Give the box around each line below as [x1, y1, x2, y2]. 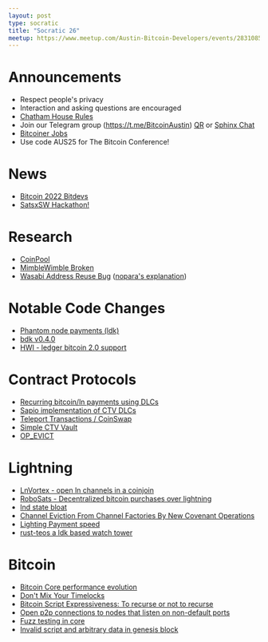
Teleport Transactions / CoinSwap [19, 414, 132, 423]
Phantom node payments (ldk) [19, 326, 120, 335]
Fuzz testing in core [19, 616, 85, 625]
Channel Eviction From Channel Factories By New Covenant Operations [19, 510, 255, 520]
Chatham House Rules [19, 112, 93, 121]
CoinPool [19, 255, 50, 264]
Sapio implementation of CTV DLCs [19, 405, 137, 415]
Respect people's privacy [19, 95, 104, 105]
